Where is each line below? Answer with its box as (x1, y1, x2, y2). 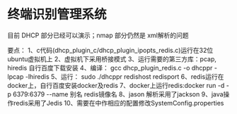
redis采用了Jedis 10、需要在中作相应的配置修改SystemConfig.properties (13, 99, 224, 107)
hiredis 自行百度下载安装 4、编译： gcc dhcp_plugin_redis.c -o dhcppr (7, 63, 213, 72)
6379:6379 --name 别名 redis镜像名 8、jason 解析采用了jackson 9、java (13, 89, 224, 99)
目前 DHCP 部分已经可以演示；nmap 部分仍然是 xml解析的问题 (7, 31, 189, 39)
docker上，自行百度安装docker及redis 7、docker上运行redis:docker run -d (7, 81, 225, 89)
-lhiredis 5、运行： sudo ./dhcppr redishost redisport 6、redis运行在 (25, 72, 224, 81)
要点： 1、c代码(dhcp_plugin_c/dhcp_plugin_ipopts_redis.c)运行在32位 (7, 46, 214, 54)
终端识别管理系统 (7, 6, 108, 23)
